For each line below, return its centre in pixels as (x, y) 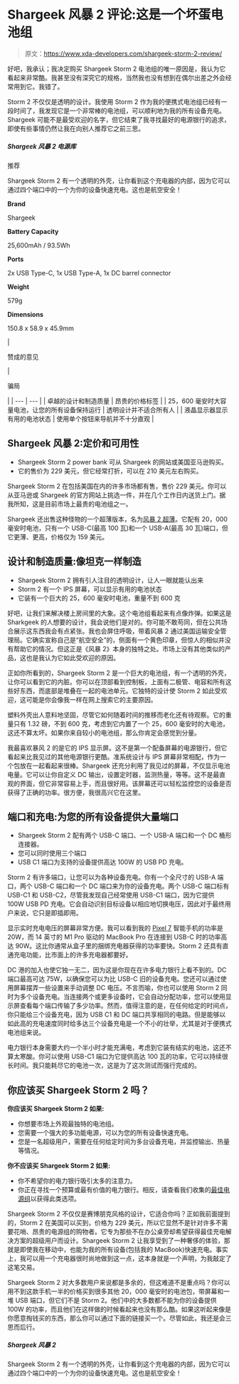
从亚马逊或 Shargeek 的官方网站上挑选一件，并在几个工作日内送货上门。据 (117, 495)
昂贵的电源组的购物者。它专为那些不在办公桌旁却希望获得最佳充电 (128, 1232)
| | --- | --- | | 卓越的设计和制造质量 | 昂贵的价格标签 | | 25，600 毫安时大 (114, 401)
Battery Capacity (33, 231)
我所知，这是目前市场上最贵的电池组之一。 (70, 504)
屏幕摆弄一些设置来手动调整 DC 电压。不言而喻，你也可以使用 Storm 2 (116, 988)
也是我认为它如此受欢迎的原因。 (73, 658)
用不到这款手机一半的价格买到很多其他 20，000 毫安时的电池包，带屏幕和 (116, 1291)
